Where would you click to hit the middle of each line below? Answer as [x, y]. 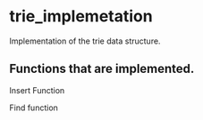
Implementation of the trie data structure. [85, 41]
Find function [34, 108]
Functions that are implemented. [102, 69]
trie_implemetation [81, 16]
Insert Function [37, 90]
